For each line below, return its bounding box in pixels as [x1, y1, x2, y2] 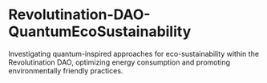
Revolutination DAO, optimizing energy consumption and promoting [8, 57, 231, 67]
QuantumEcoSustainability [8, 22, 192, 41]
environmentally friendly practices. [8, 65, 123, 75]
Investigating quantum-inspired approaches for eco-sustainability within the [8, 49, 259, 58]
